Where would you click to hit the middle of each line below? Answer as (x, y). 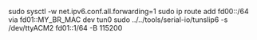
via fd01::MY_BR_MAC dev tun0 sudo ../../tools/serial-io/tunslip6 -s (118, 20)
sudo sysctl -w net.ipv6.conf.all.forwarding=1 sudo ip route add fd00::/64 (128, 11)
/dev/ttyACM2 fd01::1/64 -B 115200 (65, 28)
